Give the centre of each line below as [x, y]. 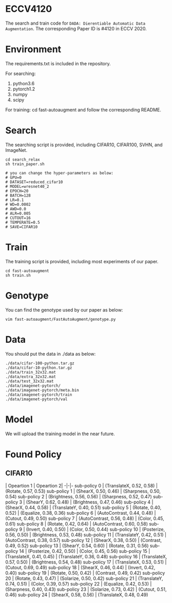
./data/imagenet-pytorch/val [36, 399]
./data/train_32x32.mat [31, 372]
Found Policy [34, 454]
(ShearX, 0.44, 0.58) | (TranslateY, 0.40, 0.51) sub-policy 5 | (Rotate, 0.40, [83, 507]
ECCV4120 [29, 9]
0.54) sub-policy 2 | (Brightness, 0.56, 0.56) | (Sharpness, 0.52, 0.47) [79, 496]
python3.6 [24, 83]
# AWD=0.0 [16, 209]
